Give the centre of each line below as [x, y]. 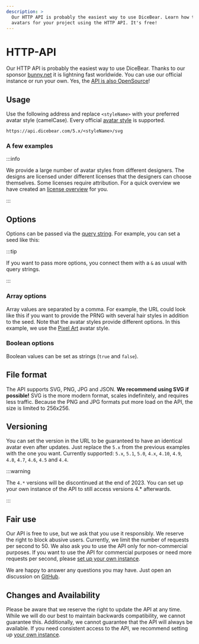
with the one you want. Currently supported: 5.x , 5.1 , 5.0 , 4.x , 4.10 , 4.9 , [94, 454]
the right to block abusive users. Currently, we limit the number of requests [98, 540]
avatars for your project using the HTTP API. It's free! [85, 23]
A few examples [30, 146]
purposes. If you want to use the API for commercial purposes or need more [99, 553]
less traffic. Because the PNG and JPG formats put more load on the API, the [99, 401]
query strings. [23, 269]
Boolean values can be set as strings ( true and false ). [72, 356]
